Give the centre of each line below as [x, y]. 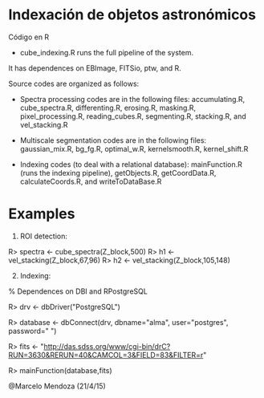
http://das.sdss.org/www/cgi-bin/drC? [107, 346]
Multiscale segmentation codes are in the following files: [113, 140]
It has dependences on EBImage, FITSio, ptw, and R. [95, 68]
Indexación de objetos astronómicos [132, 15]
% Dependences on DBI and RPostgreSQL [78, 291]
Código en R [29, 37]
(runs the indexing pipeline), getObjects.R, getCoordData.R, [118, 173]
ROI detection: [44, 236]
